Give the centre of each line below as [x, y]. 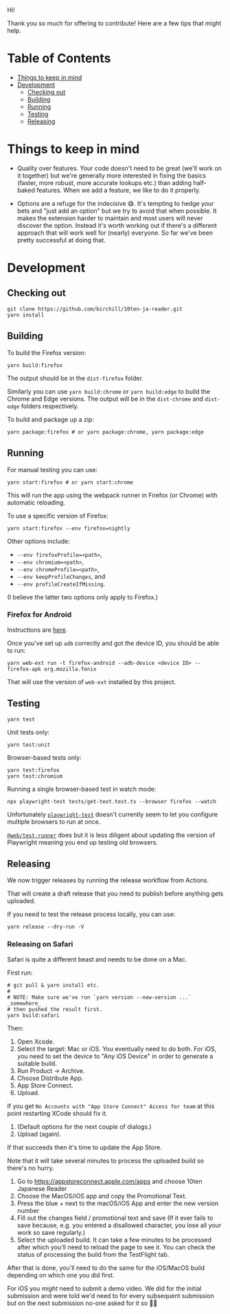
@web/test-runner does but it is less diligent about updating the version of [111, 835]
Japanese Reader [42, 1188]
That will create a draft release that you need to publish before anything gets [115, 893]
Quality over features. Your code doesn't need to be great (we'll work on [119, 168]
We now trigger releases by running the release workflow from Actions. [108, 880]
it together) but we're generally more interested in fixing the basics [111, 176]
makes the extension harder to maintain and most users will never [110, 218]
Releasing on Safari [40, 944]
